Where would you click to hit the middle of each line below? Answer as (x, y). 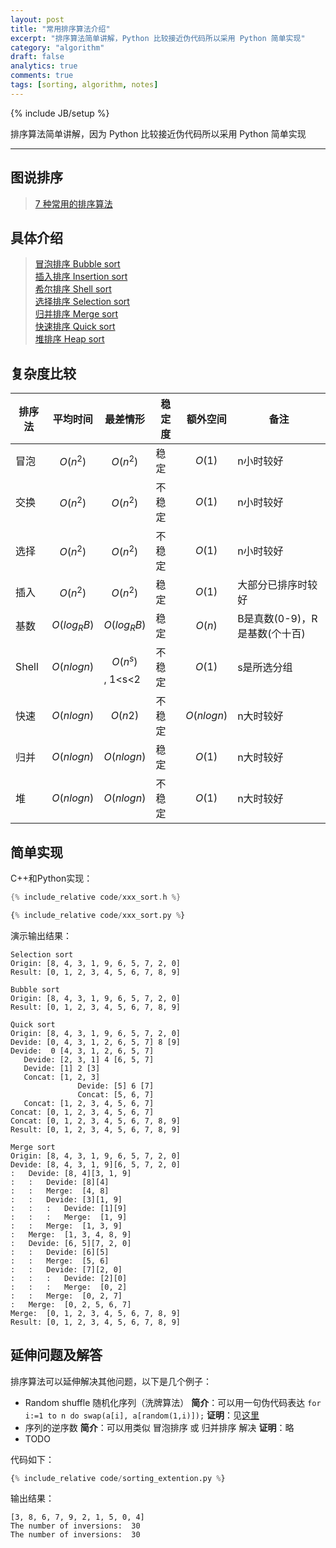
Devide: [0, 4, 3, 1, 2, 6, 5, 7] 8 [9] (96, 1042)
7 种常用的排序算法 (73, 203)
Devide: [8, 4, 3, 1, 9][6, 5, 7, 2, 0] (96, 1164)
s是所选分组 (265, 668)
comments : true (42, 76)
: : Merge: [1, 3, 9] (66, 1226)
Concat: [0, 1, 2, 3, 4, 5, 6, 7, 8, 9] (96, 1121)
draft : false (37, 57)
